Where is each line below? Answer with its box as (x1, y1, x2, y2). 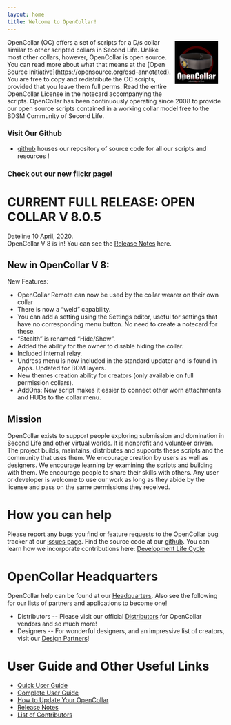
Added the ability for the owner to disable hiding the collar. (17, 342, 184, 350)
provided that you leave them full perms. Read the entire (7, 82, 168, 90)
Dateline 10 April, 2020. (7, 232, 74, 240)
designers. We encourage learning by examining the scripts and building (7, 461, 213, 469)
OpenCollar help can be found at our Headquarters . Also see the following (7, 592, 218, 600)
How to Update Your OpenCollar (17, 696, 109, 704)
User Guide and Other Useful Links (7, 659, 210, 674)
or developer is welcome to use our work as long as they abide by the (7, 476, 205, 484)
